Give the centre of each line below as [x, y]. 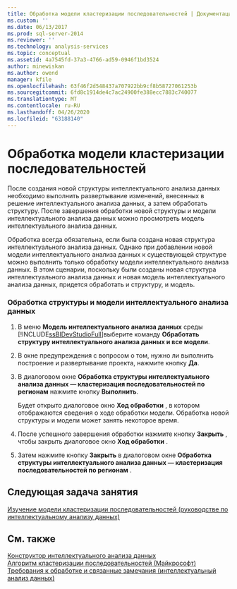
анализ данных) [31, 578]
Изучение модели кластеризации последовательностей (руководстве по [118, 509]
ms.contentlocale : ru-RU [44, 106]
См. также [32, 539]
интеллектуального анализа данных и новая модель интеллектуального [116, 277]
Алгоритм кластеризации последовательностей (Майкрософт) [102, 563]
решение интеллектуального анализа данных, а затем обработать [108, 203]
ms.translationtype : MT [42, 99]
